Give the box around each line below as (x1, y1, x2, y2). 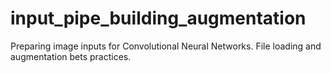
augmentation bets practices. (10, 50, 132, 62)
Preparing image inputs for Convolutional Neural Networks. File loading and (10, 40, 322, 52)
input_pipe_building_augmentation (10, 7, 307, 30)
